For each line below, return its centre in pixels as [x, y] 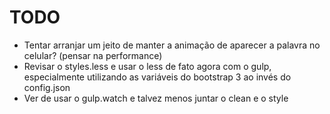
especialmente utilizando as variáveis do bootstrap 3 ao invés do [157, 77]
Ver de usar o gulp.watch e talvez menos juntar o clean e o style [156, 98]
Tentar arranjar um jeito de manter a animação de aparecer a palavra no [172, 45]
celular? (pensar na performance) [93, 55]
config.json [47, 87]
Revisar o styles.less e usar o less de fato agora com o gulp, [147, 66]
